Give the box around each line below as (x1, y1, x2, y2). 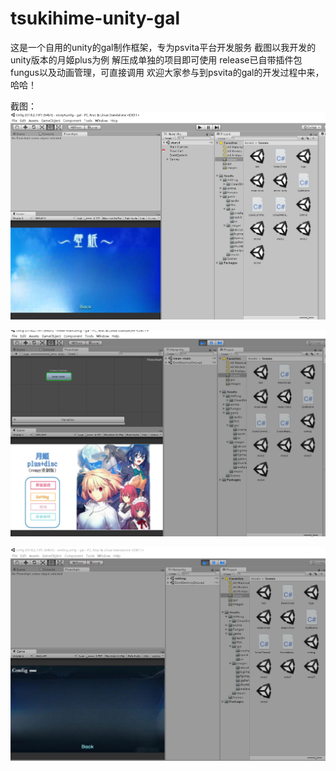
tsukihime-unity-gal (10, 7, 181, 30)
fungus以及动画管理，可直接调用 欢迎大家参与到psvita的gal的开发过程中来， (10, 66, 325, 78)
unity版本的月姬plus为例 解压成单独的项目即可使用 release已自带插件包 (10, 53, 303, 66)
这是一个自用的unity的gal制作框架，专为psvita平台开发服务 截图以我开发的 (10, 41, 317, 53)
